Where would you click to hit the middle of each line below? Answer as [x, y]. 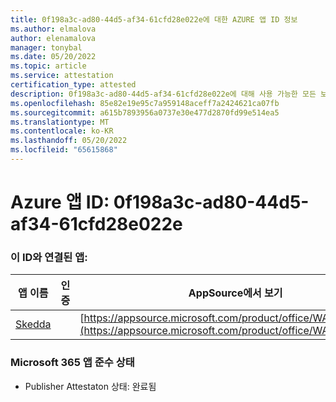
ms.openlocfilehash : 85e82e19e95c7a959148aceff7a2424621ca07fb [145, 103]
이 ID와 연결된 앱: [49, 257]
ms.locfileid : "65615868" [64, 150]
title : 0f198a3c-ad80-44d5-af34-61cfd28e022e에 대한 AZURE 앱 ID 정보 [154, 19]
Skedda [33, 324]
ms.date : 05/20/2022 [53, 57]
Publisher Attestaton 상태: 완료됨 [90, 386]
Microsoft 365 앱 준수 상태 [72, 363]
